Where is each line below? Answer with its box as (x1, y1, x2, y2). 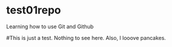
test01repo (6, 4, 61, 17)
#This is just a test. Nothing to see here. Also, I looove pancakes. (6, 34, 166, 41)
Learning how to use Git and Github (6, 23, 94, 30)
